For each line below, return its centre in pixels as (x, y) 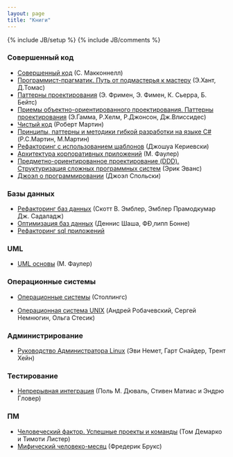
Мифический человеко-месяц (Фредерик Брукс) (89, 446)
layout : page (26, 14)
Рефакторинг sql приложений (61, 231)
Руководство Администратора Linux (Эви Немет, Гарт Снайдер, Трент (121, 350)
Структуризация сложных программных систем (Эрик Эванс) (110, 168)
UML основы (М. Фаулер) (54, 264)
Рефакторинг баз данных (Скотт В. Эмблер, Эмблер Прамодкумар (116, 209)
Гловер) (29, 398)
